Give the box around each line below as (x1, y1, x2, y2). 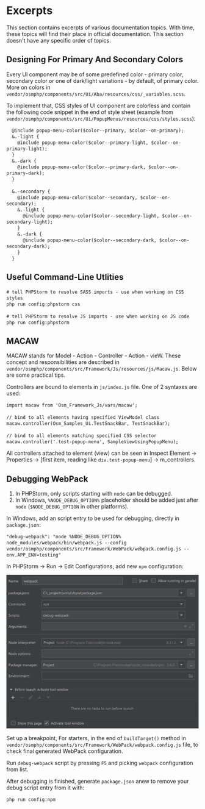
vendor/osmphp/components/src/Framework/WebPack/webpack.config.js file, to (6, 741, 199, 748)
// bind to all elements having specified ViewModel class (6, 415, 160, 421)
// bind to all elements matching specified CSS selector (6, 433, 157, 439)
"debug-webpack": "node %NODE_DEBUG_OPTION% (6, 534, 121, 540)
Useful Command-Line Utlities (6, 272, 124, 282)
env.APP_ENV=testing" (6, 552, 62, 558)
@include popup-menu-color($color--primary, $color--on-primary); (12, 127, 184, 134)
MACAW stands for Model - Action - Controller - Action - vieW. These (6, 352, 181, 360)
